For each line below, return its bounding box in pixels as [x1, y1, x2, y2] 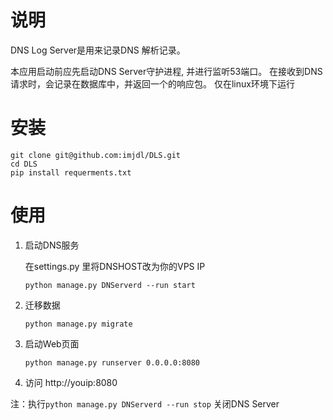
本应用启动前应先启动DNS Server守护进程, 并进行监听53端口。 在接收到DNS [10, 65, 323, 77]
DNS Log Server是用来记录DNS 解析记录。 [10, 44, 186, 56]
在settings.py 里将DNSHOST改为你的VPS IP [24, 260, 206, 272]
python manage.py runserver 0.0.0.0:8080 [24, 357, 200, 368]
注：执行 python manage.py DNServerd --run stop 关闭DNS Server [10, 397, 280, 410]
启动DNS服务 [24, 239, 80, 251]
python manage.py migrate [24, 319, 133, 329]
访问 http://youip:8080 [24, 376, 118, 388]
